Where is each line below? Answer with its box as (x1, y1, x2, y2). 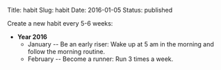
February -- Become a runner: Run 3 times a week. (27, 55, 174, 63)
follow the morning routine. (27, 48, 106, 55)
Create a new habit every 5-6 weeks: (7, 19, 113, 27)
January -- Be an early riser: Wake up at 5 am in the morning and (27, 40, 214, 48)
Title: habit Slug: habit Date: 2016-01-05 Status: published (7, 6, 173, 14)
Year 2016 (17, 33, 47, 41)
